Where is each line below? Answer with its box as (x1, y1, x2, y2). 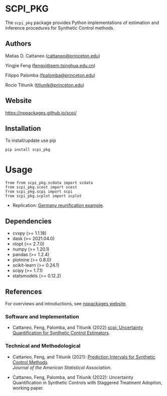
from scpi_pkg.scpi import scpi (5, 189, 73, 194)
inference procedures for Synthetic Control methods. (5, 25, 115, 31)
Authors (5, 40, 32, 48)
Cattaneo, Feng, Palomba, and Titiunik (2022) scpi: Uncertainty (12, 324, 143, 331)
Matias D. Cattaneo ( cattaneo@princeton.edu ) (5, 53, 100, 59)
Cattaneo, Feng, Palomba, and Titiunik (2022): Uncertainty (12, 374, 134, 380)
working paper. (12, 384, 44, 391)
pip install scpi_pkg (5, 147, 51, 152)
